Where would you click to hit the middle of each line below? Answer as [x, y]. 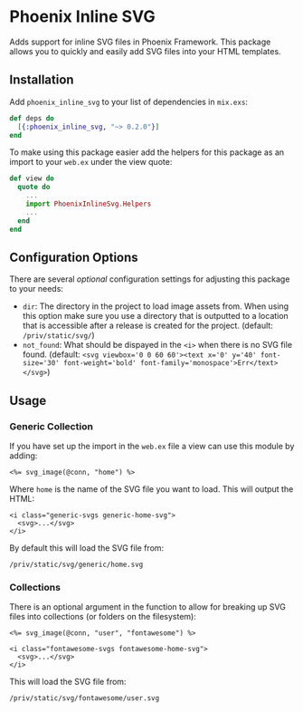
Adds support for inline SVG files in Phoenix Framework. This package [140, 42]
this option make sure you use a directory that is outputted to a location [156, 316]
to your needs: [36, 289]
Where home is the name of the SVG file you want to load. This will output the [151, 489]
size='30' [41, 363]
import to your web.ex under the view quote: [91, 162]
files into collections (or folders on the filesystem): [103, 617]
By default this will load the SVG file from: [87, 548]
